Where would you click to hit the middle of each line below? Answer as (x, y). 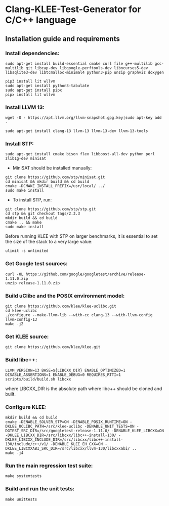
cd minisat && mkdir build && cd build (47, 182)
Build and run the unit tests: (40, 489)
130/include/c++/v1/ (27, 444)
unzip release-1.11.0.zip (32, 283)
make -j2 (14, 324)
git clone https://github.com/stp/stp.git (51, 209)
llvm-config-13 (21, 320)
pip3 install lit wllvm (30, 81)
